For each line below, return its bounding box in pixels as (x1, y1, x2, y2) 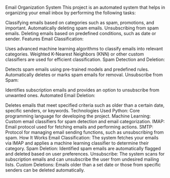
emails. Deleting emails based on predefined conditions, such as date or (5, 31, 156, 36)
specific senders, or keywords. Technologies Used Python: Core (5, 108, 140, 113)
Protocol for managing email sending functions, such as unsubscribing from (5, 129, 164, 135)
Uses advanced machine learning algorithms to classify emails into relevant (5, 46, 163, 51)
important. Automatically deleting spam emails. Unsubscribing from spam (5, 25, 159, 31)
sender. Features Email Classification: (5, 36, 84, 42)
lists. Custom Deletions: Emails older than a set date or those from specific (5, 162, 161, 167)
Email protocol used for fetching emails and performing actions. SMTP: (5, 124, 154, 130)
